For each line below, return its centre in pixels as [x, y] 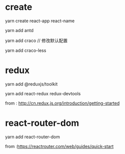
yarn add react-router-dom [33, 137]
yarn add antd [19, 30]
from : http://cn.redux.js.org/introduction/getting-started [62, 103]
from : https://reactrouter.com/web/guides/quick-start [59, 146]
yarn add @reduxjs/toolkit [31, 84]
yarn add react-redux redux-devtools [43, 93]
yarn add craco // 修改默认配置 [36, 40]
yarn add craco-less [26, 50]
